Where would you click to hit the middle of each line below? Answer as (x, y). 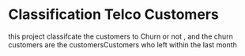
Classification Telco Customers (113, 15)
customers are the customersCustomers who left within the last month (122, 44)
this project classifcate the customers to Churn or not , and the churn (121, 36)
